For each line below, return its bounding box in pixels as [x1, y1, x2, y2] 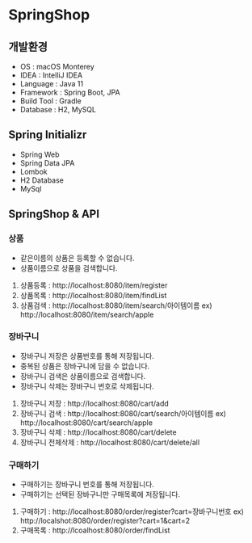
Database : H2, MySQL [19, 105, 97, 114]
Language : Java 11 [19, 79, 83, 88]
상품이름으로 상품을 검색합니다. [19, 263, 119, 272]
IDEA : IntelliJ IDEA [19, 70, 83, 80]
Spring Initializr [8, 128, 87, 142]
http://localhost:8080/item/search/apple [19, 309, 154, 319]
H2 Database [19, 175, 65, 185]
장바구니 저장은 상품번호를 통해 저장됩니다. [19, 351, 155, 360]
